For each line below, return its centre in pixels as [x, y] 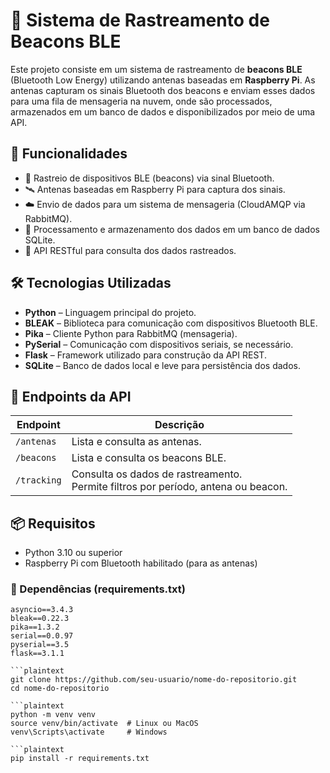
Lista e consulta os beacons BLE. [149, 458]
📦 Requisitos [53, 523]
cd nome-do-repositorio [60, 689]
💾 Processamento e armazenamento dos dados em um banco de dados [172, 229]
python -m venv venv [53, 715]
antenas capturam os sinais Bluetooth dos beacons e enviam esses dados [163, 90]
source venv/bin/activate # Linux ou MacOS [104, 724]
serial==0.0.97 [42, 636]
